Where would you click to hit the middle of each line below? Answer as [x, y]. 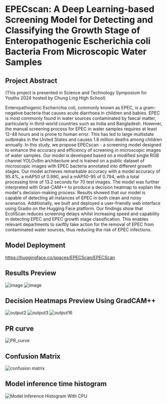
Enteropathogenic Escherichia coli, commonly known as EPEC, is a [74, 108]
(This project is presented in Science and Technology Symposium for [76, 93]
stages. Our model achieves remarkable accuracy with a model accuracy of [83, 171]
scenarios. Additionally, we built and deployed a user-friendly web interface [83, 203]
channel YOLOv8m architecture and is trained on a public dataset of [75, 161]
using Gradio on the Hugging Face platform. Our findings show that [74, 208]
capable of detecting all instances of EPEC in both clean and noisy [73, 198]
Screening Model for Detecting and [79, 20]
